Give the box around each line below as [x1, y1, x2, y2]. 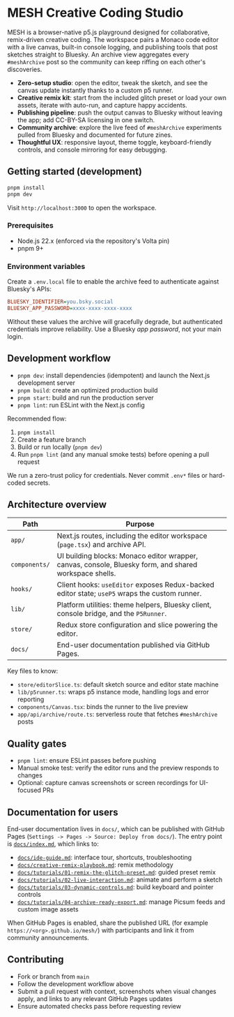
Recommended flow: [7, 414, 67, 423]
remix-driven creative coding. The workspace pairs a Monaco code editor [7, 35, 219, 43]
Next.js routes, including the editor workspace [56, 531, 208, 541]
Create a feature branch [17, 435, 86, 444]
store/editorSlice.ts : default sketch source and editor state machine [17, 680, 219, 689]
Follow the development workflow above [17, 979, 134, 988]
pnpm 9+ [17, 244, 44, 252]
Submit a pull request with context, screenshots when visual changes [17, 987, 217, 995]
